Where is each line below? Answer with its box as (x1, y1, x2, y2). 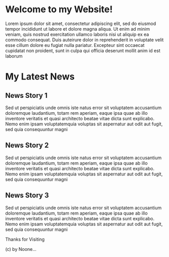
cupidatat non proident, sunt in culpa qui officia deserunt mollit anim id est (5, 47, 161, 54)
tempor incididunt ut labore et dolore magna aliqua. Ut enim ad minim (5, 25, 150, 32)
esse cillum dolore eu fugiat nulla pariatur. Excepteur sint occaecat (5, 42, 145, 48)
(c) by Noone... (5, 246, 37, 252)
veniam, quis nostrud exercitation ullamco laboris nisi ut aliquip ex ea (5, 31, 149, 37)
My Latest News (5, 71, 75, 83)
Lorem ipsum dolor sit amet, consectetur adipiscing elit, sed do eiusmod (5, 20, 156, 27)
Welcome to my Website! (5, 4, 113, 15)
